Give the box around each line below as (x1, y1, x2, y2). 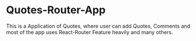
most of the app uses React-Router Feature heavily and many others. (6, 28, 174, 35)
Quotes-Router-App (6, 3, 106, 17)
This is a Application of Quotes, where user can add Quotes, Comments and (6, 23, 191, 29)
